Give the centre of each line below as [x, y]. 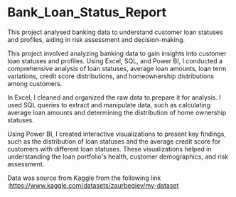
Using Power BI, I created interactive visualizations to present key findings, [117, 134]
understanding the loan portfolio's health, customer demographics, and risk [118, 156]
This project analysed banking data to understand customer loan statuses [115, 32]
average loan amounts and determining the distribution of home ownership [117, 112]
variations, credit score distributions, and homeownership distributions [111, 76]
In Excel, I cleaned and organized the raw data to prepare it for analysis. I [114, 97]
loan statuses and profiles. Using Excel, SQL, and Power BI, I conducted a [115, 60]
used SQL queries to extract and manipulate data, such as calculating [109, 105]
